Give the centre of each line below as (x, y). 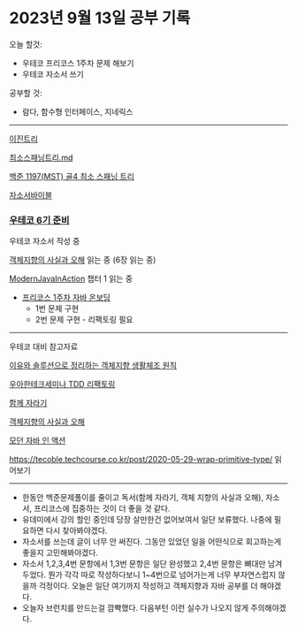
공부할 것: (26, 93)
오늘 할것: (26, 44)
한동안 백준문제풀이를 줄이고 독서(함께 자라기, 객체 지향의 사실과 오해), (142, 498)
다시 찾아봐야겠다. (76, 530)
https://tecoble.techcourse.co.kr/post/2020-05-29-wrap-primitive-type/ (141, 460)
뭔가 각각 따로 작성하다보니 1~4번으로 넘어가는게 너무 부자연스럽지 (162, 575)
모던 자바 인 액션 (38, 441)
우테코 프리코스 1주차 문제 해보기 (78, 63)
